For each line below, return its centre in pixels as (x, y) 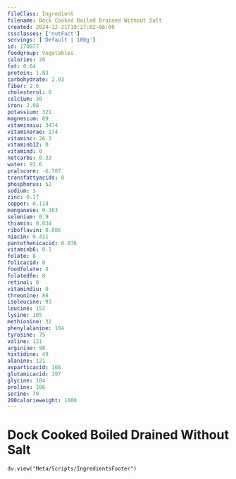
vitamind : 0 (25, 151)
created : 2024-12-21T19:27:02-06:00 (61, 27)
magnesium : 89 (28, 118)
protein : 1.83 (28, 73)
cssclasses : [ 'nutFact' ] (44, 33)
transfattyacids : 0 (36, 178)
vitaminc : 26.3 (30, 138)
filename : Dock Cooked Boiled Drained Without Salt (85, 20)
